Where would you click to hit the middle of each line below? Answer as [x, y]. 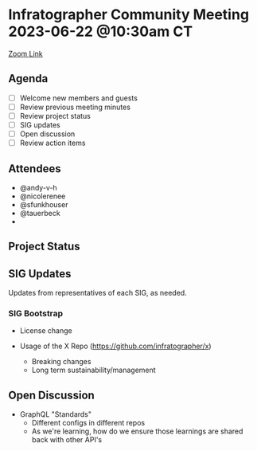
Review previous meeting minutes [75, 107]
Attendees [35, 169]
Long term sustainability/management [94, 370]
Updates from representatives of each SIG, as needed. [97, 293]
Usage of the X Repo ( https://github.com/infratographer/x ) [116, 346]
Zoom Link [26, 53]
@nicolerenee [43, 196]
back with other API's [66, 440]
